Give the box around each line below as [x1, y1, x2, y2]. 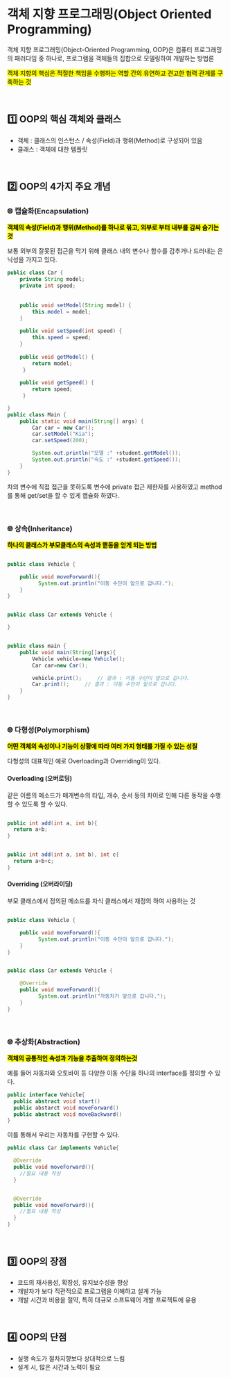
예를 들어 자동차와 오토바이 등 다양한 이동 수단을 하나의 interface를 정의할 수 [7, 1069, 213, 1077]
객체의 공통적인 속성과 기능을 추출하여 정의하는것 [7, 1054, 137, 1062]
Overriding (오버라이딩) [7, 880, 73, 889]
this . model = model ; [32, 308, 91, 315]
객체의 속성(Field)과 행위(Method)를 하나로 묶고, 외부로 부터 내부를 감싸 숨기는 [7, 223, 220, 232]
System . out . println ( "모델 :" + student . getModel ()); [32, 450, 182, 457]
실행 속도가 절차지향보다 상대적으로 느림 [17, 1354, 125, 1363]
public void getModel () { [19, 353, 95, 360]
